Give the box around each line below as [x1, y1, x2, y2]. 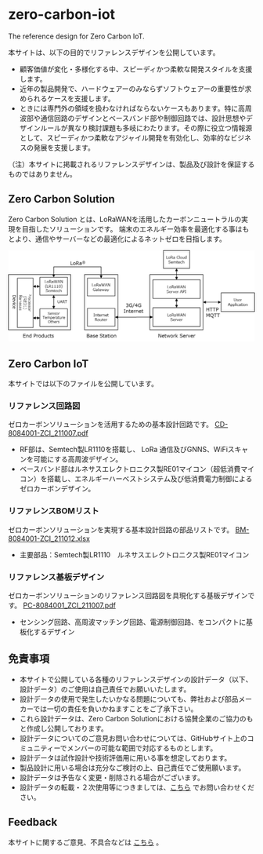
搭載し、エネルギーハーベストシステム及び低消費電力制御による [46, 474, 253, 484]
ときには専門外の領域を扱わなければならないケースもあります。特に [19, 104, 239, 113]
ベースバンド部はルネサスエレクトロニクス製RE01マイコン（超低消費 [19, 465, 241, 474]
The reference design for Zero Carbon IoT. [8, 31, 145, 41]
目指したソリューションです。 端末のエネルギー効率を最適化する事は [21, 224, 243, 233]
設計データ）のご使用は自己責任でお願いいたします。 [19, 684, 191, 694]
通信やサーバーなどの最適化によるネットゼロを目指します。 [34, 234, 227, 243]
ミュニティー [19, 743, 61, 753]
